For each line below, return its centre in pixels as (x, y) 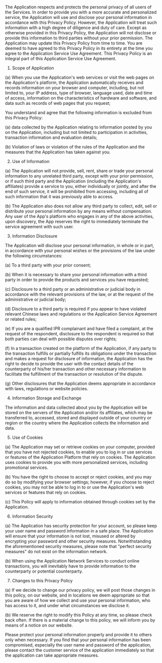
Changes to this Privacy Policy (42, 580)
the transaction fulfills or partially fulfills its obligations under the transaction (81, 353)
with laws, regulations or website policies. (47, 389)
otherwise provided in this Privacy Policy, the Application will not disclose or (81, 33)
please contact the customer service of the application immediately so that (80, 650)
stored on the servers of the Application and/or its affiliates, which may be (79, 413)
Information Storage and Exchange (47, 398)
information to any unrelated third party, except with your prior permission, (79, 176)
